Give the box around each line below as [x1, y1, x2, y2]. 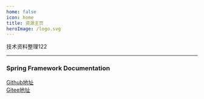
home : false [6, 8, 36, 15]
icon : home [6, 14, 34, 21]
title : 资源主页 [6, 20, 44, 26]
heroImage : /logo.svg [6, 25, 61, 32]
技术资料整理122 [6, 43, 47, 50]
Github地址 [6, 78, 34, 86]
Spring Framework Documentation [6, 64, 110, 72]
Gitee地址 [6, 86, 30, 94]
